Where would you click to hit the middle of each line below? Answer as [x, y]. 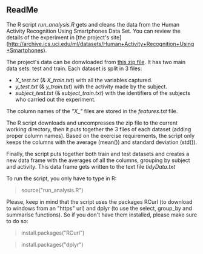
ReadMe [22, 10]
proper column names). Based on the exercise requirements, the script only [101, 135]
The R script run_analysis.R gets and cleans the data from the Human [93, 24]
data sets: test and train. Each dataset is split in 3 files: [74, 68]
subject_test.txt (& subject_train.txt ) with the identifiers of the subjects [103, 93]
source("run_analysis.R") [52, 190]
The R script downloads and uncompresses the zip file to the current [92, 123]
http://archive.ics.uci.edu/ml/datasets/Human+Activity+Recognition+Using [101, 44]
